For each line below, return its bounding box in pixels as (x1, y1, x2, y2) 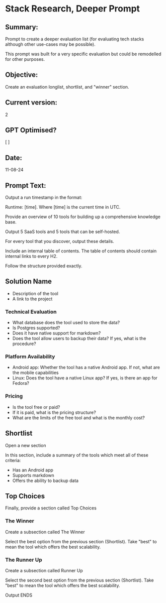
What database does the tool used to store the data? (12, 320, 120, 326)
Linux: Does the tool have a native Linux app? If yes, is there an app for (12, 375, 158, 381)
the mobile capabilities (12, 369, 59, 376)
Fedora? (12, 380, 29, 386)
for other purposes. (5, 56, 45, 62)
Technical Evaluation (5, 308, 57, 315)
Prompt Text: (5, 181, 46, 190)
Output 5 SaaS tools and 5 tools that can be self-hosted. (5, 229, 120, 235)
